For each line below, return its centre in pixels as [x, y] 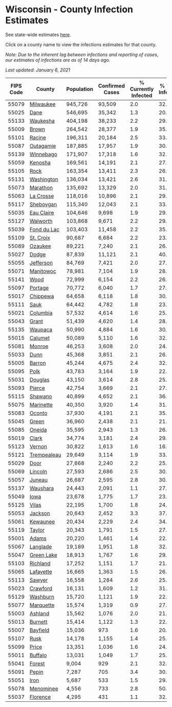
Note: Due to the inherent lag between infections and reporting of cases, [82, 54]
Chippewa [42, 296]
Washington [44, 179]
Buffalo [38, 655]
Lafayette [41, 571]
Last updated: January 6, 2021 [38, 70]
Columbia [41, 313]
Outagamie [43, 146]
